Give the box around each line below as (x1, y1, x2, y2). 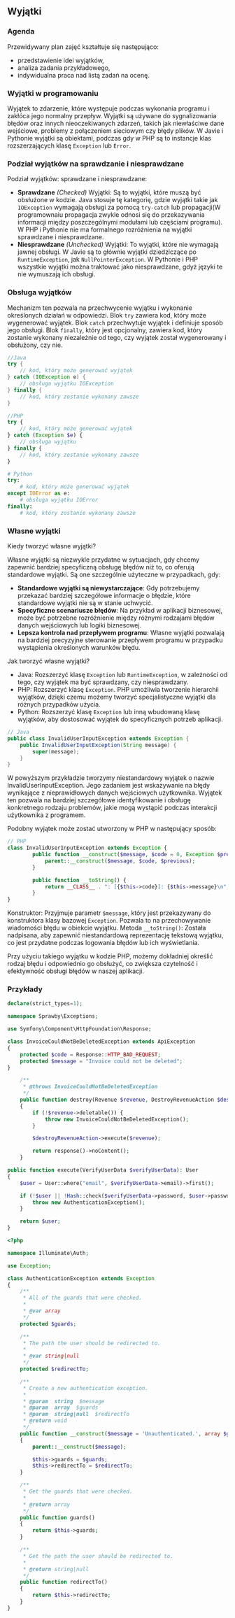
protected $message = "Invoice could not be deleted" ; (20, 1058, 183, 1065)
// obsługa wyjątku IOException (20, 381, 114, 388)
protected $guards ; (20, 1320, 77, 1328)
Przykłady (7, 984, 43, 994)
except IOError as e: (7, 490, 71, 497)
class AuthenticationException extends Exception (7, 1275, 155, 1282)
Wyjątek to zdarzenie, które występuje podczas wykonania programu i (7, 104, 210, 113)
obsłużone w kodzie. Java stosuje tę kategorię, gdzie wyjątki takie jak (17, 196, 218, 204)
